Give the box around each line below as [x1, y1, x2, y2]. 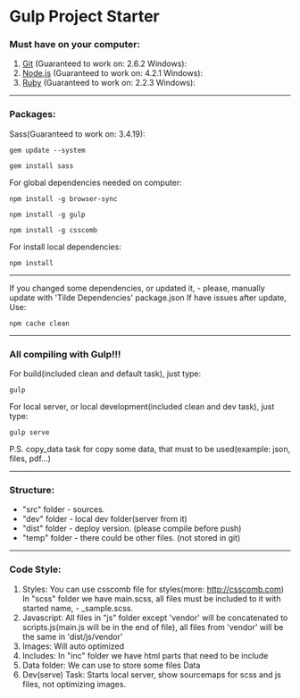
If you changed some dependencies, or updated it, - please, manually [9, 282, 265, 293]
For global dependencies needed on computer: [9, 177, 183, 188]
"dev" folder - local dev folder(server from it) [21, 514, 187, 525]
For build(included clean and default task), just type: [9, 368, 202, 379]
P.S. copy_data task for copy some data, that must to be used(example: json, [9, 444, 291, 455]
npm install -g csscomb [9, 225, 98, 234]
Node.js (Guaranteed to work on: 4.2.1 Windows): [21, 68, 204, 79]
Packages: [9, 108, 56, 121]
